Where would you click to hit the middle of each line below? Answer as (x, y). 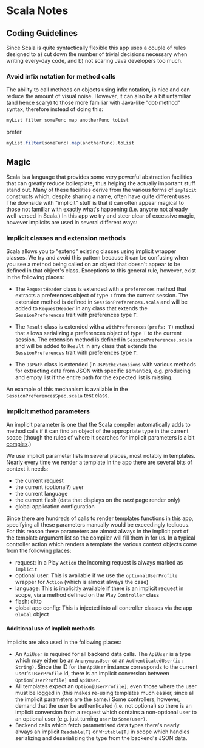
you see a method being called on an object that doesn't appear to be (93, 264)
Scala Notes (37, 11)
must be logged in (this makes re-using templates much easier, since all (105, 693)
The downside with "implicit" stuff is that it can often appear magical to (95, 202)
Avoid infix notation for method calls (61, 76)
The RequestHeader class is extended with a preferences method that (101, 289)
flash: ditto (29, 602)
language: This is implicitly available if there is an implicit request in (99, 588)
